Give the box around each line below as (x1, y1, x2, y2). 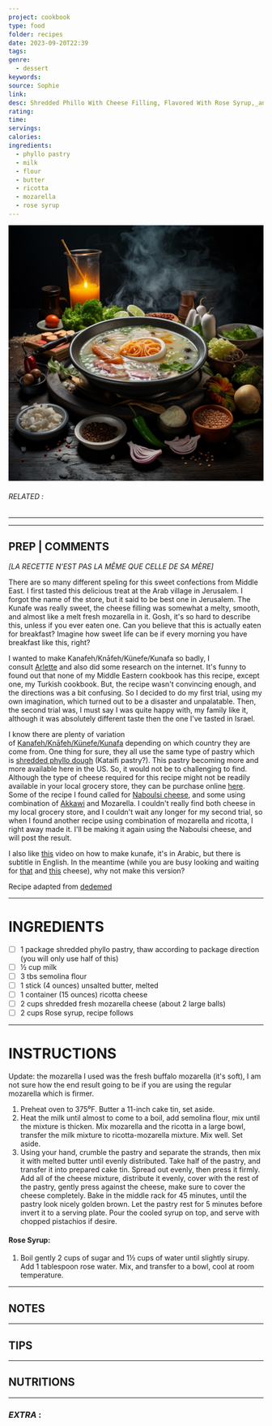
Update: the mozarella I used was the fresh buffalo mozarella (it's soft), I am (8, 1071, 261, 1081)
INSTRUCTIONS (8, 1045, 117, 1063)
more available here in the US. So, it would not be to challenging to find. (8, 764, 248, 773)
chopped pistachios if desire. (19, 1217, 117, 1226)
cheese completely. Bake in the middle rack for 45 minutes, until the (19, 1191, 247, 1200)
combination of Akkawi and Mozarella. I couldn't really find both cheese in (8, 798, 256, 808)
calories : (8, 133, 42, 141)
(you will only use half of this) (19, 954, 119, 963)
